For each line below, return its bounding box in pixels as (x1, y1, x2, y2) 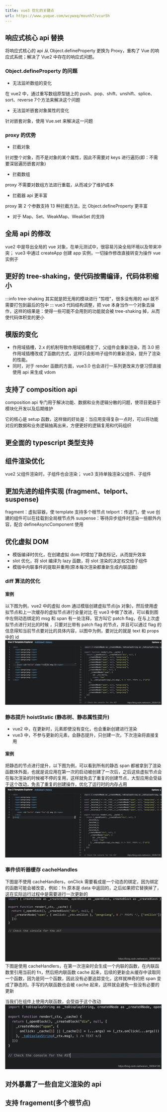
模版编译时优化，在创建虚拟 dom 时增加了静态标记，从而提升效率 (12, 551, 146, 557)
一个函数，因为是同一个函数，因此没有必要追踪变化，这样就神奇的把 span (5, 975, 156, 981)
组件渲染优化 (5, 457, 45, 465)
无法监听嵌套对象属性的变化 (12, 107, 70, 113)
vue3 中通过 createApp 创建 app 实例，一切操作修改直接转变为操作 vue (14, 249, 161, 256)
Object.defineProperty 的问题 (5, 68, 78, 75)
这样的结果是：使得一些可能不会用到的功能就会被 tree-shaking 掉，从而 (13, 308, 160, 314)
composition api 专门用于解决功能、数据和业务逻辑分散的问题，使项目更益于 (5, 399, 161, 405)
